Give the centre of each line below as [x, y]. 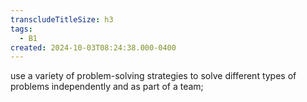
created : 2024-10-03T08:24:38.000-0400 [93, 47]
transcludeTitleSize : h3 [62, 19]
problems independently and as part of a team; [107, 87]
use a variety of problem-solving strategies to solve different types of [153, 76]
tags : [21, 29]
